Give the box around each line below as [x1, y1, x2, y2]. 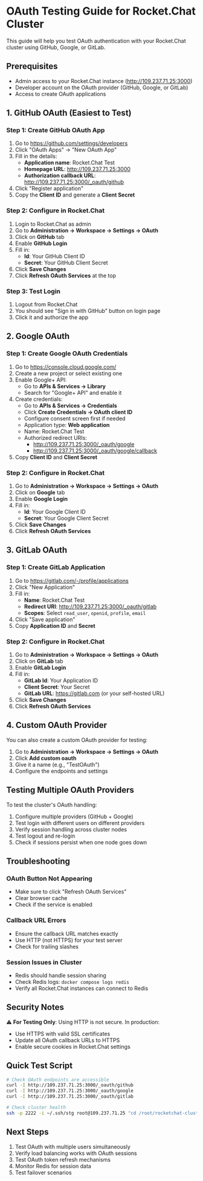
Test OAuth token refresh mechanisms [14, 1156, 111, 1163]
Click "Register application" [14, 185, 84, 192]
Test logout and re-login [14, 832, 76, 839]
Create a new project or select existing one [14, 369, 123, 377]
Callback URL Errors [6, 916, 66, 924]
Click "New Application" [14, 584, 76, 591]
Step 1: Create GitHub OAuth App [6, 126, 105, 135]
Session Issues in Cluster [6, 958, 82, 966]
